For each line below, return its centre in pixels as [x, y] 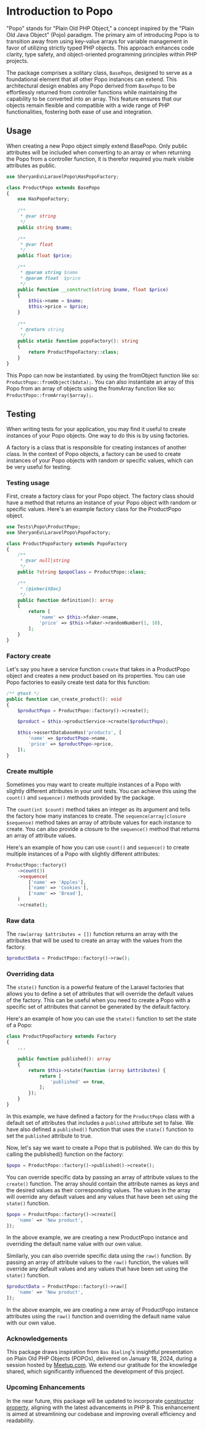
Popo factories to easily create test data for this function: [78, 682]
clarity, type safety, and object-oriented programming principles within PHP [102, 54]
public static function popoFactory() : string [78, 341]
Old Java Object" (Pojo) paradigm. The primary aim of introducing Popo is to [103, 34]
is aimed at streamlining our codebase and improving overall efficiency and [101, 1413]
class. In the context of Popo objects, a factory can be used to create [93, 454]
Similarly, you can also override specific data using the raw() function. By [99, 1256]
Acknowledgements [37, 1339]
